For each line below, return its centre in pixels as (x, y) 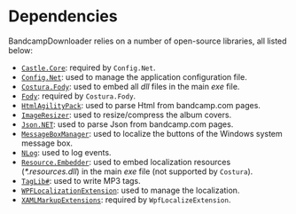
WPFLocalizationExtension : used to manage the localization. (130, 190)
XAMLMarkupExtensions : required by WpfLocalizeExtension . (126, 199)
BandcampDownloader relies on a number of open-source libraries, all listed (148, 41)
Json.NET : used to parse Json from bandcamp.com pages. (127, 124)
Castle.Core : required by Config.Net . (88, 67)
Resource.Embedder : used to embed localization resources (126, 162)
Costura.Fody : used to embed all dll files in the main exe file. (130, 86)
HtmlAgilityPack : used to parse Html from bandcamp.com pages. (140, 105)
